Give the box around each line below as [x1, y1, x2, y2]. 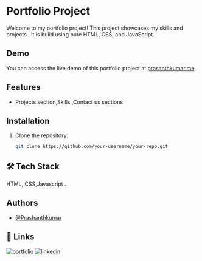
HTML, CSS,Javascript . [6, 180, 66, 188]
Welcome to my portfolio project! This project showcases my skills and [6, 24, 184, 32]
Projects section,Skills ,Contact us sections [15, 98, 124, 106]
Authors [6, 198, 38, 208]
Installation [6, 115, 50, 126]
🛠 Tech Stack [6, 161, 60, 171]
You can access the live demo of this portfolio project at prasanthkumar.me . [6, 64, 197, 72]
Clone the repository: [15, 132, 69, 139]
